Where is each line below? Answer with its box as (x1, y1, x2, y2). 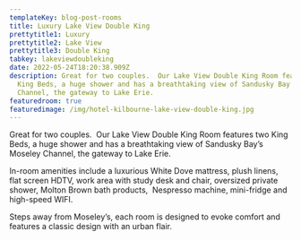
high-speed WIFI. (9, 194, 73, 205)
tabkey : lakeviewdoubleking (9, 55, 115, 64)
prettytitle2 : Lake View (9, 38, 102, 47)
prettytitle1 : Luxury (9, 30, 90, 39)
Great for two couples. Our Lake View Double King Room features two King (9, 129, 288, 140)
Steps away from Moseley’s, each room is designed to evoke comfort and (9, 211, 280, 222)
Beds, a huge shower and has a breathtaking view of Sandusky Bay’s (9, 139, 264, 150)
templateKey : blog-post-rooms (9, 13, 123, 22)
